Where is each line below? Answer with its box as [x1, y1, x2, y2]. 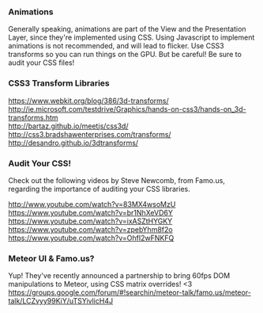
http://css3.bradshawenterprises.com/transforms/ [8, 129, 171, 139]
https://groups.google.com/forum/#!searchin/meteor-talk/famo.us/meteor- [8, 288, 251, 297]
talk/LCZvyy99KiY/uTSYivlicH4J [8, 296, 113, 306]
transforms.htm [8, 113, 58, 122]
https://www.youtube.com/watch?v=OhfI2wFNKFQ [8, 233, 175, 242]
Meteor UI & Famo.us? [8, 253, 95, 264]
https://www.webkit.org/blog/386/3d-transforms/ [8, 96, 169, 105]
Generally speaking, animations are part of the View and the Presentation [8, 25, 246, 34]
